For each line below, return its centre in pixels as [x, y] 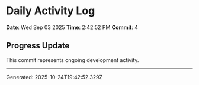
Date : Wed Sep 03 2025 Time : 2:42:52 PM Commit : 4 [72, 27]
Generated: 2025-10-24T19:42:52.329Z [54, 77]
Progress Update [38, 46]
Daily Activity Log [51, 11]
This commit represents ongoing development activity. [73, 60]
